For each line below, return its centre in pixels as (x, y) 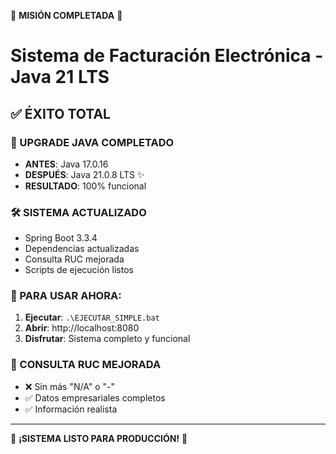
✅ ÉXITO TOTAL (60, 113)
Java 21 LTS (60, 77)
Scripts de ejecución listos (79, 270)
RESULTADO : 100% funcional (85, 186)
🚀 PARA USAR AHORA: (66, 296)
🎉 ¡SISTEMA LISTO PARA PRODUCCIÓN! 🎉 (99, 438)
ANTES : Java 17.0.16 (66, 164)
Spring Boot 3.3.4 (61, 238)
